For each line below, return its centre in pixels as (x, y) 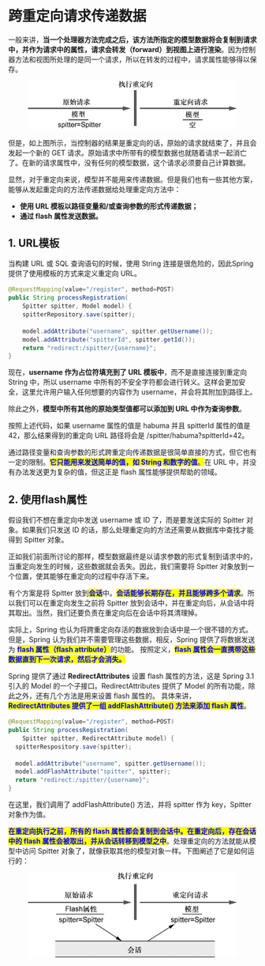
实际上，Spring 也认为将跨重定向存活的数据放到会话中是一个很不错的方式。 (131, 630)
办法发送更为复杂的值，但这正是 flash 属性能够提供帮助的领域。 (118, 472)
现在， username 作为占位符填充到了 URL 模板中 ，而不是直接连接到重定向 (127, 372)
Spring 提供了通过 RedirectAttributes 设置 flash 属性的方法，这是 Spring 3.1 (131, 676)
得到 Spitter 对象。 (38, 540)
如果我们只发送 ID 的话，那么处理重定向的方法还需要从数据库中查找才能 (138, 530)
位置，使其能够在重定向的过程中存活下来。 (84, 576)
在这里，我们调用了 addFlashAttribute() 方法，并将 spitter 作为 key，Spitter (130, 805)
